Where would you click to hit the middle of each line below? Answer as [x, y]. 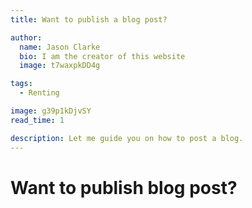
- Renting [39, 93]
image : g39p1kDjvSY [51, 111]
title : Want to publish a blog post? [89, 19]
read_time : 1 [37, 120]
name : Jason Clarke [60, 47]
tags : [21, 84]
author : [26, 37]
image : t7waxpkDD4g [60, 66]
